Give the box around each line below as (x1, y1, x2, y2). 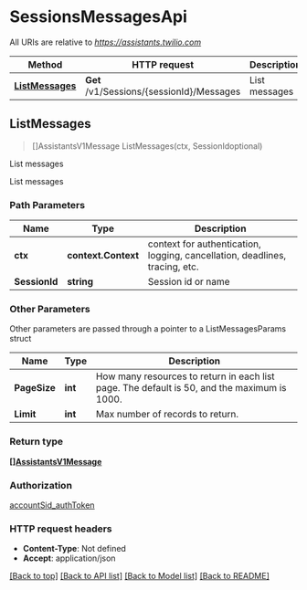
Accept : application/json (22, 553, 116, 564)
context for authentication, (147, 237, 262, 250)
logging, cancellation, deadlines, (147, 249, 287, 262)
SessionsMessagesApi (9, 6, 187, 27)
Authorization (9, 479, 73, 491)
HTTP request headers (9, 522, 112, 535)
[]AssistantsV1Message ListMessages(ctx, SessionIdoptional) (31, 140, 263, 152)
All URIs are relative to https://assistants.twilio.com (9, 37, 202, 47)
